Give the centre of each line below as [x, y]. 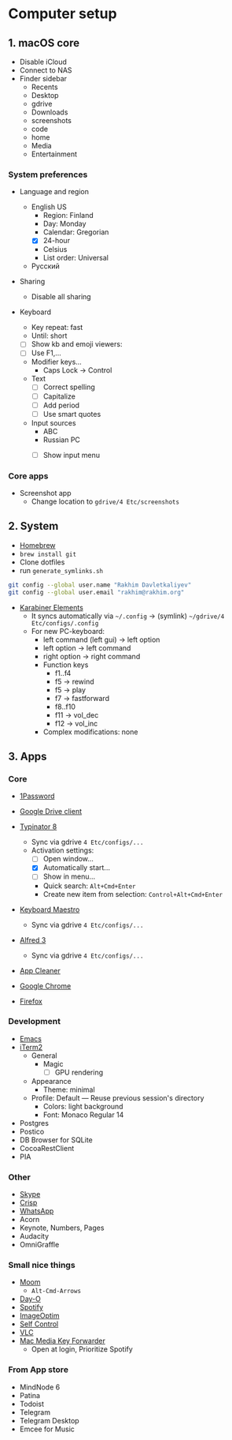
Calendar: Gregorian [76, 232]
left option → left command [87, 647]
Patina [30, 1395]
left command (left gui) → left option [101, 639]
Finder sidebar [43, 79]
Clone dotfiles [42, 562]
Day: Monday [64, 224]
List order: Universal [75, 258]
